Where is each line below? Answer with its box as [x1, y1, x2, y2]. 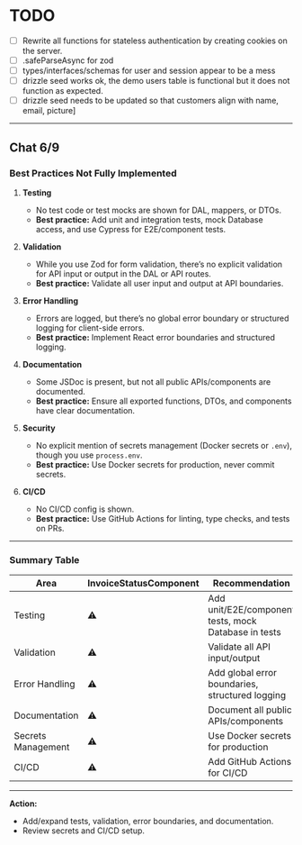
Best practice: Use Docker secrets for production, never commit [35, 459, 275, 469]
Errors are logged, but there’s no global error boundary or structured [35, 313, 289, 323]
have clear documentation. [35, 404, 136, 415]
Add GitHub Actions [208, 756, 292, 768]
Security [22, 422, 56, 433]
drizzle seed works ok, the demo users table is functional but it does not [22, 76, 290, 86]
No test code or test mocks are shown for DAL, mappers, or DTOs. [35, 204, 281, 215]
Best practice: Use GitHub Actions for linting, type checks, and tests [35, 513, 290, 523]
